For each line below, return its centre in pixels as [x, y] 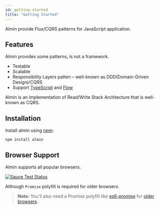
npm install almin [24, 140]
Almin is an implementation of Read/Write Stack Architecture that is [74, 97]
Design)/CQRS [27, 82]
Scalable [21, 72]
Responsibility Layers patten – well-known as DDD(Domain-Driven [80, 77]
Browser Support [32, 155]
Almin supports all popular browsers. [43, 167]
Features [19, 44]
